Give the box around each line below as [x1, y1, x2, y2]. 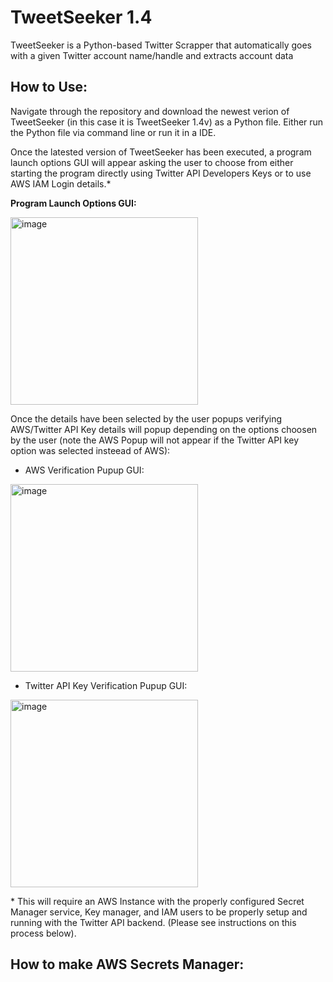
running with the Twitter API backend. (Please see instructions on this [10, 916, 297, 928]
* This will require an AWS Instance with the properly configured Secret [10, 895, 305, 907]
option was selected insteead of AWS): [10, 444, 171, 456]
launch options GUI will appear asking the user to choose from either [10, 156, 294, 168]
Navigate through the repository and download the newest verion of [10, 105, 290, 117]
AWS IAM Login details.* [10, 177, 112, 190]
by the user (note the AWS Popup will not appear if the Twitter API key [10, 434, 299, 446]
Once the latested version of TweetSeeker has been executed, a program [10, 146, 312, 158]
